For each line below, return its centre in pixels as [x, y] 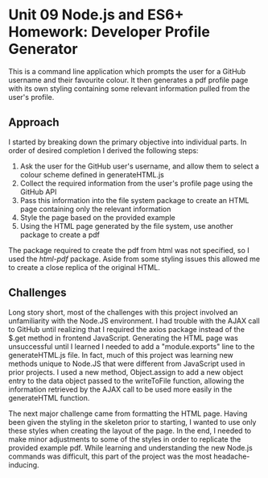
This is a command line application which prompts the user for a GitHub [127, 71]
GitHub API [38, 192]
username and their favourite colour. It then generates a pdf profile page [128, 80]
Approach [34, 123]
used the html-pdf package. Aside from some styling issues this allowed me [134, 259]
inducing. [24, 464]
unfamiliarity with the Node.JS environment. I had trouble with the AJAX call [134, 321]
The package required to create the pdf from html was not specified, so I [129, 250]
